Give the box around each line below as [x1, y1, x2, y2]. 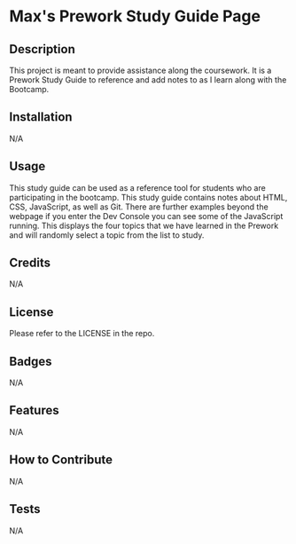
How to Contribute [9, 453, 113, 468]
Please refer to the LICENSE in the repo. [9, 328, 155, 339]
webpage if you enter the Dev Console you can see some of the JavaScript [9, 210, 284, 221]
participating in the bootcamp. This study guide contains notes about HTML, [9, 192, 288, 202]
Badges [9, 353, 52, 369]
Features [9, 403, 59, 418]
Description [9, 42, 75, 57]
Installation [9, 109, 73, 125]
